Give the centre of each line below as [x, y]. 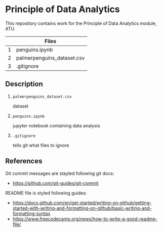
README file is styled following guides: [46, 193]
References [24, 161]
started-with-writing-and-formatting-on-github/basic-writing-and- [82, 208]
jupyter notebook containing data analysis [56, 125]
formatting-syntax [31, 213]
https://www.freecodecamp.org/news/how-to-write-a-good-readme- [85, 219]
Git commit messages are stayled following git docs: [60, 173]
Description [24, 84]
